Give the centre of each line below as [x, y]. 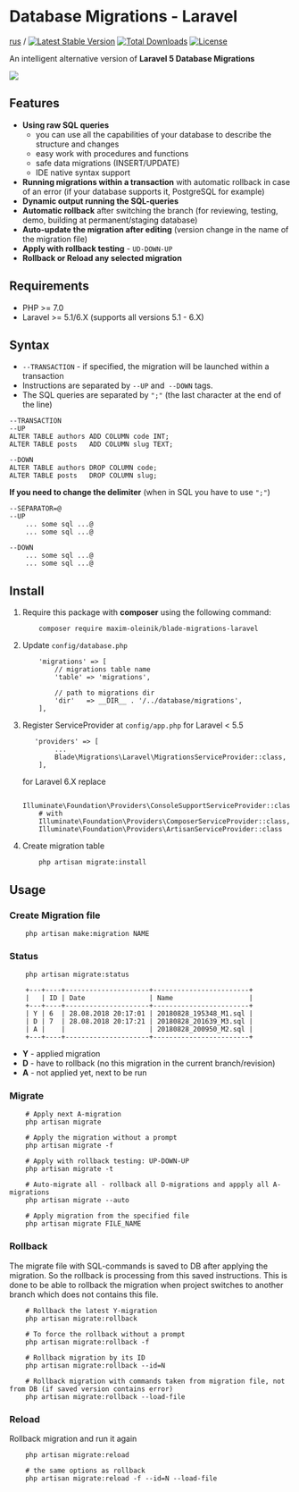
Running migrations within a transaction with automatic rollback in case [156, 181]
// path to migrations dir [105, 693]
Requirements [49, 287]
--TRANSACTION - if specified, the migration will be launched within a [145, 367]
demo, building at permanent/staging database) [110, 220]
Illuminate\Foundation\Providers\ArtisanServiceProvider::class [161, 830]
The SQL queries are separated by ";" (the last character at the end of [152, 395]
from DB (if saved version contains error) [91, 1389]
